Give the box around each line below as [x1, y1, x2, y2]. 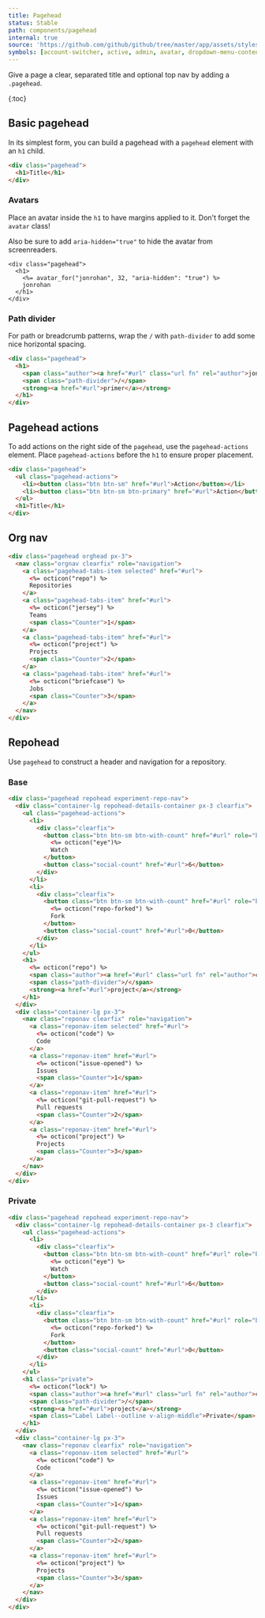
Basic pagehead [8, 116, 89, 130]
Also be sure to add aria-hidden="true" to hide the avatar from [8, 236, 213, 246]
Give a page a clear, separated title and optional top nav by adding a [8, 70, 230, 79]
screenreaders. [8, 244, 58, 254]
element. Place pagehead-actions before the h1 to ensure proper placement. [8, 450, 254, 459]
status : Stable [8, 19, 58, 27]
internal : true [8, 33, 58, 42]
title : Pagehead [8, 11, 62, 20]
